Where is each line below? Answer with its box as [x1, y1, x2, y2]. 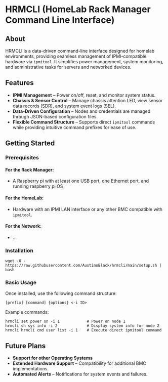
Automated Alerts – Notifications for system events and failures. [12, 371, 148, 377]
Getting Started [5, 139, 55, 148]
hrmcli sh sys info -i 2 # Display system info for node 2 [5, 323, 159, 328]
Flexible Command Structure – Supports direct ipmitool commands [12, 119, 155, 125]
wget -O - [5, 259, 26, 264]
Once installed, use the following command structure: [5, 290, 117, 296]
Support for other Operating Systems [12, 355, 93, 361]
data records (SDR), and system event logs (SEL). [12, 103, 116, 109]
